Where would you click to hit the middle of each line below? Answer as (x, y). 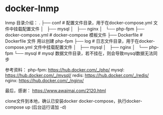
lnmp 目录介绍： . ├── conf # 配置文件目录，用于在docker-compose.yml (79, 23)
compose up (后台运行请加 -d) (36, 107)
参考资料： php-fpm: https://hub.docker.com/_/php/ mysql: (65, 69)
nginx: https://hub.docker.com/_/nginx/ (45, 80)
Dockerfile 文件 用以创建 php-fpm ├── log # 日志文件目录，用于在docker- (80, 41)
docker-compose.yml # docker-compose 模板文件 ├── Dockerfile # (74, 35)
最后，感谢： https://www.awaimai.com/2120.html (56, 91)
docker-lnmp (32, 9)
